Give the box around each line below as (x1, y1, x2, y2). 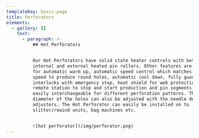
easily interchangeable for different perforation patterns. (32, 91, 187, 97)
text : (17, 31, 31, 37)
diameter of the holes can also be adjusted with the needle (32, 96, 187, 102)
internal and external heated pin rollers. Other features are (32, 63, 192, 69)
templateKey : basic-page (6, 8, 68, 15)
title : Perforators (6, 14, 54, 20)
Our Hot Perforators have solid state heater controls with (32, 57, 184, 63)
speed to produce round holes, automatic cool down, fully (32, 74, 182, 80)
